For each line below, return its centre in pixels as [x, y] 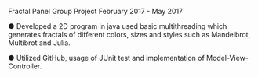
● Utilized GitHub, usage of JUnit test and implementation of [107, 58]
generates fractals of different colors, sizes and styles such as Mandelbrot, [129, 35]
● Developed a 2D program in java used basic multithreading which [118, 26]
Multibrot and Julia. [39, 43]
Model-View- [228, 58]
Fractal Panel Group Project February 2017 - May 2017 [96, 11]
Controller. [25, 66]
